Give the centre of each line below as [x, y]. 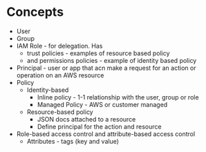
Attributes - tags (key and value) [73, 141]
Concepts [35, 12]
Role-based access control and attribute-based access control [106, 134]
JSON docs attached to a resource [86, 119]
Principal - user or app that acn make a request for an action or [106, 68]
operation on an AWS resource [60, 75]
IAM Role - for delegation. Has [59, 46]
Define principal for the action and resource [99, 126]
